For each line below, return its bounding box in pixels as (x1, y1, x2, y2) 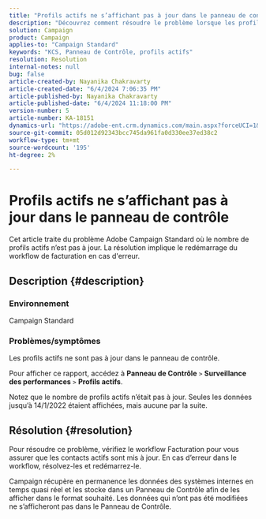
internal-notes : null (9, 63, 81, 71)
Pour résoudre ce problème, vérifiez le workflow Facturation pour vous (9, 444, 239, 454)
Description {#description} (9, 274, 144, 288)
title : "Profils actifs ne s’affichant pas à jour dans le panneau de (9, 11, 246, 20)
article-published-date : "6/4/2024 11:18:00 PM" (9, 99, 172, 107)
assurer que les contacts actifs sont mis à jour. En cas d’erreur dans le (9, 453, 238, 462)
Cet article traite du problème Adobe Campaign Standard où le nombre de (9, 234, 249, 245)
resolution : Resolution (9, 56, 88, 64)
